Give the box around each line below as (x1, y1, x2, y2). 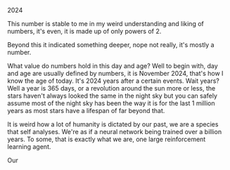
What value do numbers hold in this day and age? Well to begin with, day (7, 62, 218, 70)
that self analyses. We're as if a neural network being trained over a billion (7, 128, 222, 136)
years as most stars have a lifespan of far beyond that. (7, 107, 165, 115)
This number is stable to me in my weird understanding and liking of (7, 20, 204, 27)
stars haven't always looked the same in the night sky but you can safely (7, 91, 218, 100)
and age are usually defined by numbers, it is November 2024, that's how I (7, 70, 224, 77)
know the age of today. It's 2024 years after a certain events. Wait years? (7, 77, 219, 85)
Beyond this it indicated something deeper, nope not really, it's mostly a (7, 41, 215, 48)
